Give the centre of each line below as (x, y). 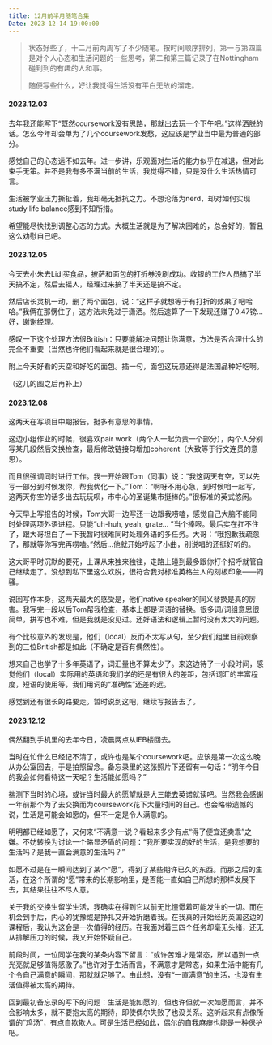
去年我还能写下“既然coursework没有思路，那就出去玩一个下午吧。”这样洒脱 (132, 123)
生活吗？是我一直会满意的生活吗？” (67, 852)
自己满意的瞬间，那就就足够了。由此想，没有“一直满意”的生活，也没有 (139, 975)
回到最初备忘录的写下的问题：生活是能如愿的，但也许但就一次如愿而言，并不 (136, 1002)
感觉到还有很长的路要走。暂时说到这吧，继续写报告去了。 (104, 702)
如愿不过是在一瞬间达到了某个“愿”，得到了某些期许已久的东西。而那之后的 (132, 870)
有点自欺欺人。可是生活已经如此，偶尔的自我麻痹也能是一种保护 (156, 1022)
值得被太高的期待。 (47, 985)
